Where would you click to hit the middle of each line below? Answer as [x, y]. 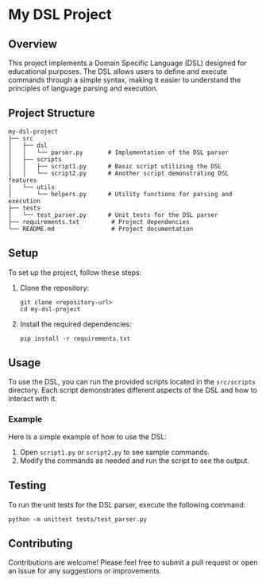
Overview [33, 44]
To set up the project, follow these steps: [75, 272]
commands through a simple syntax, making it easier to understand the [125, 80]
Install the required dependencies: [76, 324]
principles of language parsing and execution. [83, 88]
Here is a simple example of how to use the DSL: [87, 436]
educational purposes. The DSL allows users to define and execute [118, 71]
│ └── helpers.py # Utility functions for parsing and [120, 194]
